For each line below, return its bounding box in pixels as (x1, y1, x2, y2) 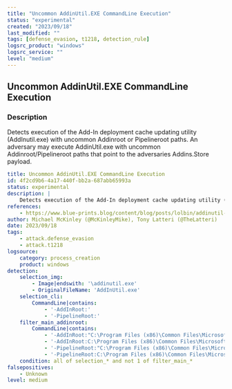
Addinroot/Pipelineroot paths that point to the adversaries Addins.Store (7, 150, 209, 159)
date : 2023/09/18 (7, 222, 57, 229)
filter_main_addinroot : (19, 319, 88, 326)
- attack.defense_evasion (19, 235, 95, 242)
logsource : (7, 248, 39, 255)
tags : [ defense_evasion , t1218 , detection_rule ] (7, 36, 150, 43)
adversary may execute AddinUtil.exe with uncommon (7, 143, 161, 151)
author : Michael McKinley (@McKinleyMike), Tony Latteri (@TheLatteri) (7, 216, 217, 223)
